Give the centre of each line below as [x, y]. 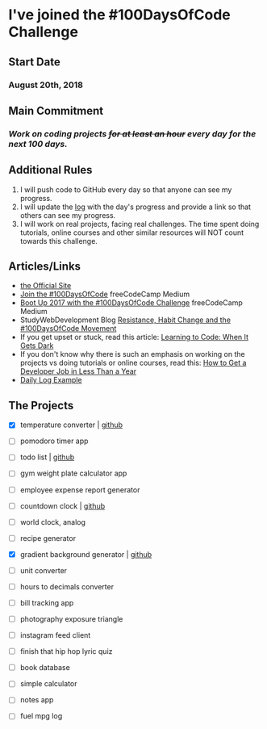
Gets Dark [37, 346]
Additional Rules [50, 170]
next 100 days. [38, 144]
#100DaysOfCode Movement [68, 329]
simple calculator [48, 684]
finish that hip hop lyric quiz [66, 651]
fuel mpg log [41, 716]
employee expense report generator [80, 489]
